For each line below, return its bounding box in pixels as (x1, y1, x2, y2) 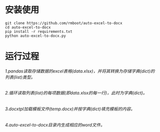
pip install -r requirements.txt (5, 29, 73, 34)
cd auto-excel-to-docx (5, 25, 51, 29)
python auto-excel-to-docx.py (5, 33, 66, 38)
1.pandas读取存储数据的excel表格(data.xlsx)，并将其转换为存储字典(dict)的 (5, 68, 155, 74)
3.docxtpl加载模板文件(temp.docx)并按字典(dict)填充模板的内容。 (5, 106, 135, 112)
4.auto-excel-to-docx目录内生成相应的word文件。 (5, 122, 105, 128)
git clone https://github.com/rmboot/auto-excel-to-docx (5, 20, 123, 26)
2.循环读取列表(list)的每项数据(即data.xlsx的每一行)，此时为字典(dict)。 (5, 90, 147, 96)
